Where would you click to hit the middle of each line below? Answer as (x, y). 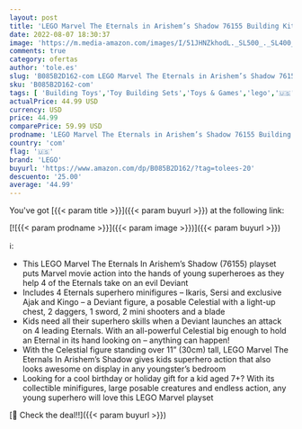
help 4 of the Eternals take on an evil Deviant (105, 283)
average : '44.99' (42, 185)
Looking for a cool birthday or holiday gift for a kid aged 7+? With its (148, 379)
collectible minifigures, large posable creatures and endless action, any (154, 389)
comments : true (38, 51)
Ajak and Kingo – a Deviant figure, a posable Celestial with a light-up (149, 302)
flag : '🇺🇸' (31, 151)
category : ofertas (44, 59)
